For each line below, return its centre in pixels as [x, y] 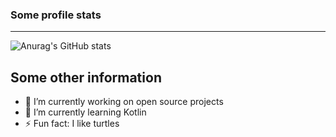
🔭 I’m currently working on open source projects [124, 102]
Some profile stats [56, 15]
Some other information [86, 77]
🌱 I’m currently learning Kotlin [85, 112]
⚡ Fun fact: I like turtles [72, 124]
